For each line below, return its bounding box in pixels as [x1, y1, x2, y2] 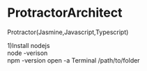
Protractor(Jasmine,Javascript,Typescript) [7, 28, 129, 36]
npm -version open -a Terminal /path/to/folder [7, 56, 141, 64]
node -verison [7, 49, 48, 57]
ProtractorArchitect [7, 5, 123, 21]
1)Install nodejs [7, 41, 50, 49]
